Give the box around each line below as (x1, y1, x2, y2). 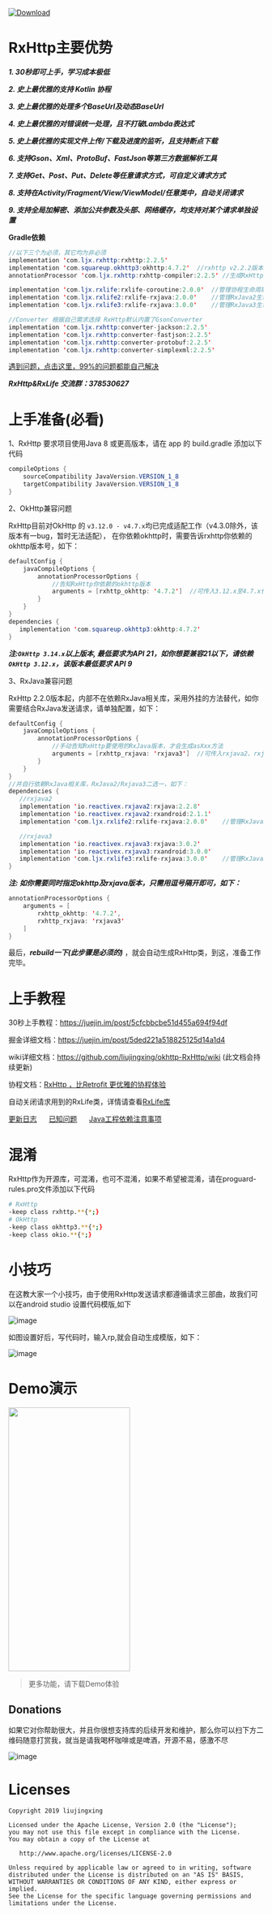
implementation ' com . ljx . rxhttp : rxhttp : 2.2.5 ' (8, 256, 168, 264)
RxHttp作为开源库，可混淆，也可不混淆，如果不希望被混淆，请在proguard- (8, 1174, 257, 1184)
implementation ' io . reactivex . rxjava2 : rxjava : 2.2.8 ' (19, 802, 201, 811)
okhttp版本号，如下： (8, 541, 80, 551)
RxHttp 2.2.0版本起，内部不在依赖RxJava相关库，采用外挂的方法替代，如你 (8, 693, 259, 702)
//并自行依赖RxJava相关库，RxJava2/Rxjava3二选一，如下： (8, 780, 189, 788)
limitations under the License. (8, 1899, 117, 1908)
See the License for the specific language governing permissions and (8, 1892, 252, 1900)
